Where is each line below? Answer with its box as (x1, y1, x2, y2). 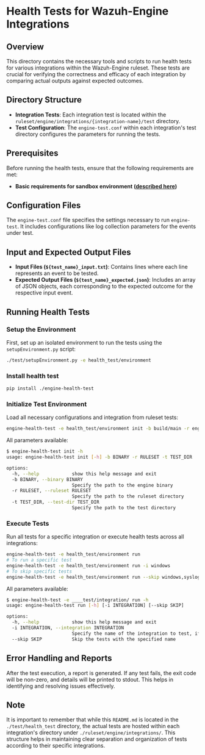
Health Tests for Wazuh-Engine (6, 4, 169, 18)
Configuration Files (6, 200, 81, 211)
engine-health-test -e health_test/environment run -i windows (6, 562, 171, 568)
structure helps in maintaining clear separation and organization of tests (6, 735, 187, 743)
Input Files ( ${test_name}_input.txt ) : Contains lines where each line (15, 263, 188, 271)
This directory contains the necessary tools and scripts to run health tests (6, 58, 192, 65)
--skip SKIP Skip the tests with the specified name (12, 636, 176, 642)
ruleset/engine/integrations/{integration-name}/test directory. (15, 117, 181, 124)
